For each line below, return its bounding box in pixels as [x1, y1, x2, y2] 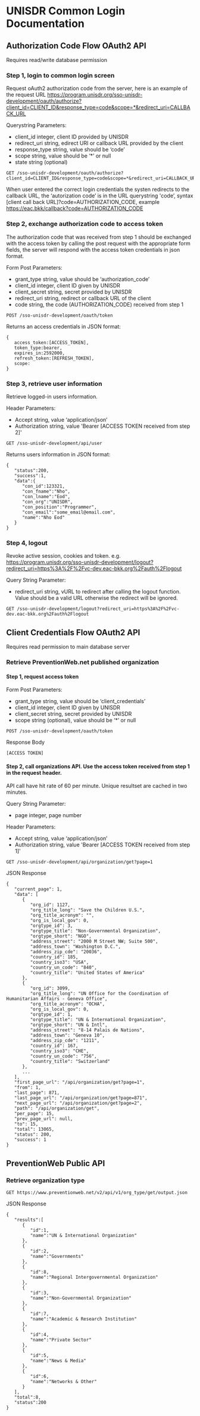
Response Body [6, 738, 45, 746]
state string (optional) [14, 159, 68, 166]
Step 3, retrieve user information [6, 379, 102, 388]
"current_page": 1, [14, 886, 62, 892]
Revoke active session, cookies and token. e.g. [6, 552, 121, 559]
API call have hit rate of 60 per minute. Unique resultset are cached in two [6, 783, 187, 790]
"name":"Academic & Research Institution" [30, 1316, 137, 1322]
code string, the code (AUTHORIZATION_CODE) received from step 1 [14, 301, 183, 308]
